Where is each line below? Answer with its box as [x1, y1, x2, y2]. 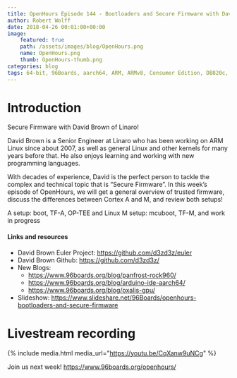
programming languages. [7, 159, 80, 168]
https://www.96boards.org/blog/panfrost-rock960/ [28, 271, 176, 279]
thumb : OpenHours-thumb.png [20, 56, 102, 63]
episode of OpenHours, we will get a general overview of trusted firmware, [7, 188, 225, 196]
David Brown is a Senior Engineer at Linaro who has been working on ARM [7, 137, 224, 145]
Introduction [7, 99, 82, 116]
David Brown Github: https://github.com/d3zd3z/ [17, 255, 160, 264]
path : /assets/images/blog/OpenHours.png [20, 43, 143, 50]
